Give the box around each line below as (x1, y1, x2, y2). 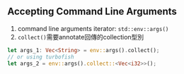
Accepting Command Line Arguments (7, 6, 177, 18)
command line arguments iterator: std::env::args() (17, 24, 169, 32)
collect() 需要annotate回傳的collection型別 (17, 32, 144, 41)
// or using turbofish (7, 53, 74, 61)
